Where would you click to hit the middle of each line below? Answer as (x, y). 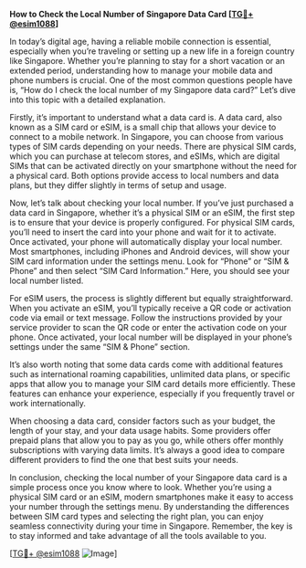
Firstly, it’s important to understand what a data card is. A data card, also (146, 117)
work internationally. (48, 403)
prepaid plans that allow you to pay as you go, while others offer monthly (147, 440)
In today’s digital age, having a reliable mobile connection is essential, (140, 42)
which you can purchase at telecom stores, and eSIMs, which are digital (145, 156)
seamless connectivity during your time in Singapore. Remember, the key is (151, 526)
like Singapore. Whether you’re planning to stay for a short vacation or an (147, 61)
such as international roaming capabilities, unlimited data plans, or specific (150, 374)
